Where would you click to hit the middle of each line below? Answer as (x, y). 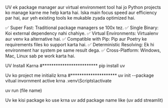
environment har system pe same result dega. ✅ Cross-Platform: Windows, (83, 50)
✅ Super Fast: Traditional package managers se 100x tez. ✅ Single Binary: (82, 28)
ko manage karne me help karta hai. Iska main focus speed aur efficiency (81, 13)
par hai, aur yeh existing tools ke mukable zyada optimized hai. (70, 18)
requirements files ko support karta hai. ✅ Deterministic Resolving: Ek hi (80, 44)
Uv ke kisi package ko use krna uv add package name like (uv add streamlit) (84, 100)
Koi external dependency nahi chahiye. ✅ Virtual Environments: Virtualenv (82, 33)
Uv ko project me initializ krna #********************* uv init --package (80, 75)
